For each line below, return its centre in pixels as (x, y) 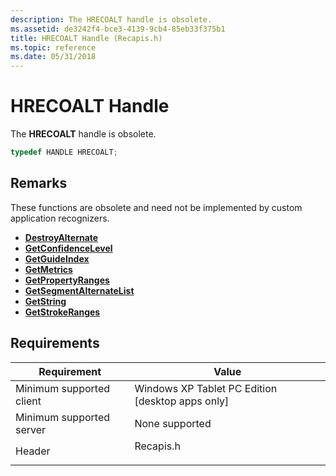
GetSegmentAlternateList (79, 290)
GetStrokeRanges (62, 312)
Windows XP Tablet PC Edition (206, 388)
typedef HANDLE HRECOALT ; (64, 152)
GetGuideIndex (57, 258)
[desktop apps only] (182, 401)
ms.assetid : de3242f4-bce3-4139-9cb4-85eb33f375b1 (118, 29)
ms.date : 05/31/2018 (53, 57)
